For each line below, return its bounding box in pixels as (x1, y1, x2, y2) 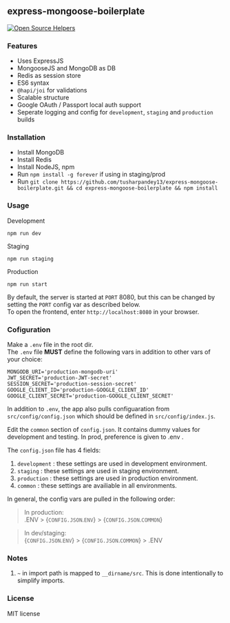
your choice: (7, 355, 43, 363)
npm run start (7, 281, 48, 288)
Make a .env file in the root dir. (7, 341, 94, 348)
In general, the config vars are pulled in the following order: (7, 495, 176, 503)
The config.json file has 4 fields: (7, 446, 101, 454)
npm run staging (7, 255, 54, 262)
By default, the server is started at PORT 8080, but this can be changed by (7, 293, 216, 301)
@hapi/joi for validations (17, 86, 87, 95)
